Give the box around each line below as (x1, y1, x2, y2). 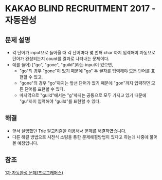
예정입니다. (17, 140, 39, 146)
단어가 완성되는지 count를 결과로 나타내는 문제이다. (12, 56, 109, 61)
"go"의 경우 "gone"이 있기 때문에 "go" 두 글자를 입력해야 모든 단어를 (19, 68, 150, 74)
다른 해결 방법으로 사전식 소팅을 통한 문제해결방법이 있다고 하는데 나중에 (12, 134, 149, 140)
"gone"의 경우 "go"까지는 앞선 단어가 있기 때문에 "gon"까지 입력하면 (19, 80, 150, 86)
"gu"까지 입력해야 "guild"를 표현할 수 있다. (19, 99, 101, 104)
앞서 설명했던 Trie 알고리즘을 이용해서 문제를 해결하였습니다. (12, 128, 126, 134)
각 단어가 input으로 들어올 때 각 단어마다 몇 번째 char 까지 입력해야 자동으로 (12, 50, 156, 55)
